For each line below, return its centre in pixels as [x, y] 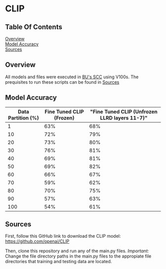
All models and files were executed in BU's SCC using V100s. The [72, 77]
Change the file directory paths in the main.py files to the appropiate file [78, 256]
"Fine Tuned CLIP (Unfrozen [124, 111]
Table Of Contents [34, 27]
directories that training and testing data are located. [59, 262]
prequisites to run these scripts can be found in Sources [62, 82]
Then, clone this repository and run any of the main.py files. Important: [77, 251]
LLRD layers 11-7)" [124, 118]
